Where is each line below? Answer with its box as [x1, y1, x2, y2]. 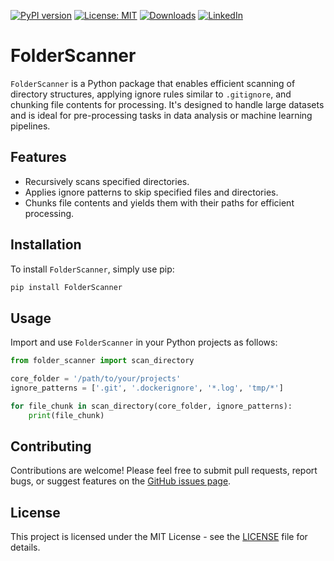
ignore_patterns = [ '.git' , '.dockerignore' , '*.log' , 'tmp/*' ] [10, 383, 284, 393]
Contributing [10, 438, 92, 455]
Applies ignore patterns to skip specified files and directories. [24, 186, 279, 198]
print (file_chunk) [28, 410, 105, 420]
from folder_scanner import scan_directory [10, 356, 195, 366]
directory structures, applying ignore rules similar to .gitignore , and [10, 88, 292, 100]
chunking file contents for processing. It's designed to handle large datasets [10, 98, 325, 110]
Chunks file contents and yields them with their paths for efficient [24, 196, 295, 209]
